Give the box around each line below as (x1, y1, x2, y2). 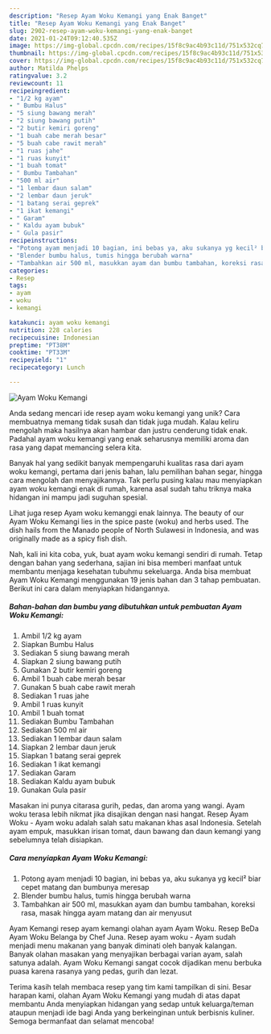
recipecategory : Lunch (9, 363, 85, 372)
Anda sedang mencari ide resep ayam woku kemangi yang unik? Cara (9, 408, 240, 417)
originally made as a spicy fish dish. (9, 534, 128, 543)
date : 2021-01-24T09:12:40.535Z (9, 34, 117, 43)
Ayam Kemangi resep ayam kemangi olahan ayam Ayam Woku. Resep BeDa (9, 924, 260, 933)
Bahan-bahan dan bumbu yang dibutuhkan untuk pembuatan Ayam (9, 602, 242, 612)
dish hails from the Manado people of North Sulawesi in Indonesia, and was (9, 525, 260, 534)
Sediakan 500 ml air (20, 725, 88, 734)
